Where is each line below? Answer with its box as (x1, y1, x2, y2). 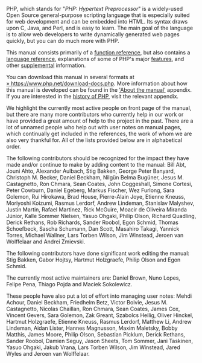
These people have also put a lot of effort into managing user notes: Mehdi (6, 292, 192, 300)
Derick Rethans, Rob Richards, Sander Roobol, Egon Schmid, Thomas (6, 219, 179, 226)
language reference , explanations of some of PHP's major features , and (6, 56, 185, 62)
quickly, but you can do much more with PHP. (6, 37, 119, 44)
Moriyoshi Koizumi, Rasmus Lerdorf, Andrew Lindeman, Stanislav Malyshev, (6, 199, 195, 207)
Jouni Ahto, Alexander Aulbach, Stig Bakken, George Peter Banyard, (6, 167, 175, 175)
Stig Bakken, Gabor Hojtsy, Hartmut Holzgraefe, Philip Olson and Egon (6, 256, 181, 263)
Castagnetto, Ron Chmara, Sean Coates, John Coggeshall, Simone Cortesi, (6, 181, 193, 187)
